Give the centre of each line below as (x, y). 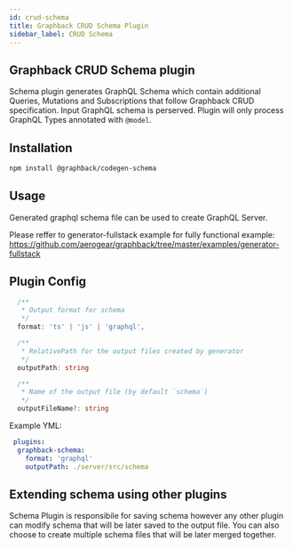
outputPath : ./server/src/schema (87, 467)
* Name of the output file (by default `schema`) (115, 392)
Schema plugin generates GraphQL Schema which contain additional (135, 92)
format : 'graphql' (59, 458)
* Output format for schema (73, 311)
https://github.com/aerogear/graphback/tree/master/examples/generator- (144, 244)
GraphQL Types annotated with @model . (81, 120)
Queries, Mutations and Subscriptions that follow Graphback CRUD (132, 101)
